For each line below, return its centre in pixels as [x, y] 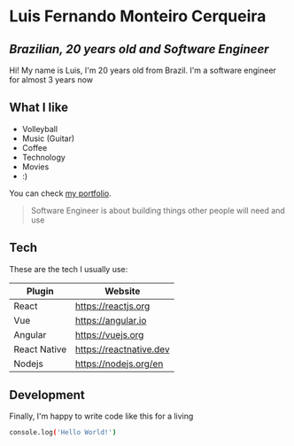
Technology [44, 157]
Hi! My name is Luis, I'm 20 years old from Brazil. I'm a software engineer [143, 70]
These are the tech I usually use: [69, 269]
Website [123, 291]
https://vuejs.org [109, 334]
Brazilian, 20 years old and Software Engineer [139, 49]
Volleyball [40, 129]
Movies [35, 167]
